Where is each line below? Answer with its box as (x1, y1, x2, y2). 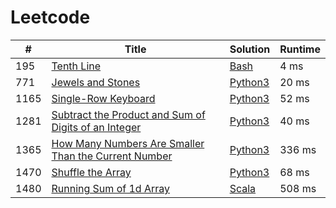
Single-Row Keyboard (51, 91, 156, 105)
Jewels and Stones (51, 75, 141, 89)
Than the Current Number (51, 149, 173, 163)
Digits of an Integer (51, 120, 142, 134)
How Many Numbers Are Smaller (51, 136, 205, 150)
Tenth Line (51, 59, 102, 73)
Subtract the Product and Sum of (51, 107, 206, 121)
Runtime (279, 42, 321, 56)
